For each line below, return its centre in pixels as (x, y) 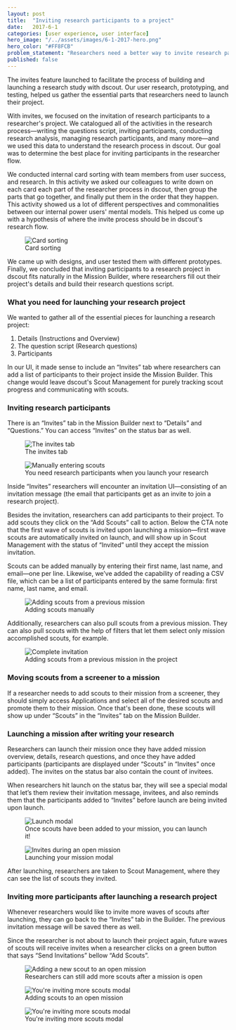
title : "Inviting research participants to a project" (91, 20)
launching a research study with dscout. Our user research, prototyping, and (118, 87)
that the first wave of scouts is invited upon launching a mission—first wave (117, 530)
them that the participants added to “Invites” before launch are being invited (117, 800)
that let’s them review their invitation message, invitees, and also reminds (113, 792)
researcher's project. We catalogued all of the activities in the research (110, 123)
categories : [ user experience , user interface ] (78, 33)
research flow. (28, 227)
